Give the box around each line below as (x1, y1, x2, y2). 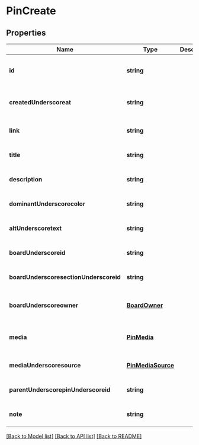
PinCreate (6, 4, 56, 18)
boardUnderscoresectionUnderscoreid (9, 273, 121, 281)
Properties (6, 28, 46, 38)
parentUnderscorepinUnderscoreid (9, 386, 111, 393)
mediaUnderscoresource (9, 361, 81, 369)
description (9, 175, 43, 183)
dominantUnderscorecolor (9, 200, 86, 208)
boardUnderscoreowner (9, 301, 79, 309)
